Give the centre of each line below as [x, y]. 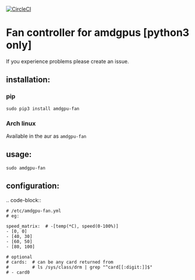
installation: [28, 80]
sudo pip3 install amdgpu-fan [43, 108]
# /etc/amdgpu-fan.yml [34, 211]
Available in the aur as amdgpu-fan [46, 136]
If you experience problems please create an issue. [68, 61]
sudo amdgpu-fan [26, 168]
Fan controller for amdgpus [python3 [98, 33]
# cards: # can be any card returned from [60, 262]
